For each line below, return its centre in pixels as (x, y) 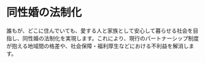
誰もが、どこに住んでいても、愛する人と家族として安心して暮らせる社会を (100, 31)
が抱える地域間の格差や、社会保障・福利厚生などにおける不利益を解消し (98, 46)
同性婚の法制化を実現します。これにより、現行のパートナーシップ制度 (111, 38)
